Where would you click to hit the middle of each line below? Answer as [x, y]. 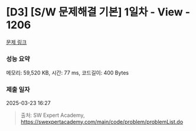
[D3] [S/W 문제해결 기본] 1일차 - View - [98, 12]
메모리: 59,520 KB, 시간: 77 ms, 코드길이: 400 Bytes [68, 73]
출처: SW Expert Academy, [53, 115]
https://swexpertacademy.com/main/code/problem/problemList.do [102, 122]
